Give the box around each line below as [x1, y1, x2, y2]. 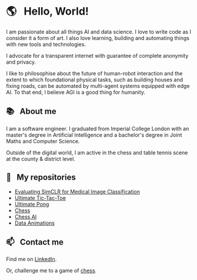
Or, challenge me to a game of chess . [6, 267, 97, 274]
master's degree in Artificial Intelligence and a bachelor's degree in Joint [6, 131, 182, 139]
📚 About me [6, 107, 57, 117]
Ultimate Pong [14, 200, 49, 207]
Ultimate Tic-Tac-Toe [14, 194, 66, 201]
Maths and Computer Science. [6, 137, 80, 144]
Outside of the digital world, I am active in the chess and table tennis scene [6, 149, 188, 156]
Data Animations [14, 219, 55, 226]
